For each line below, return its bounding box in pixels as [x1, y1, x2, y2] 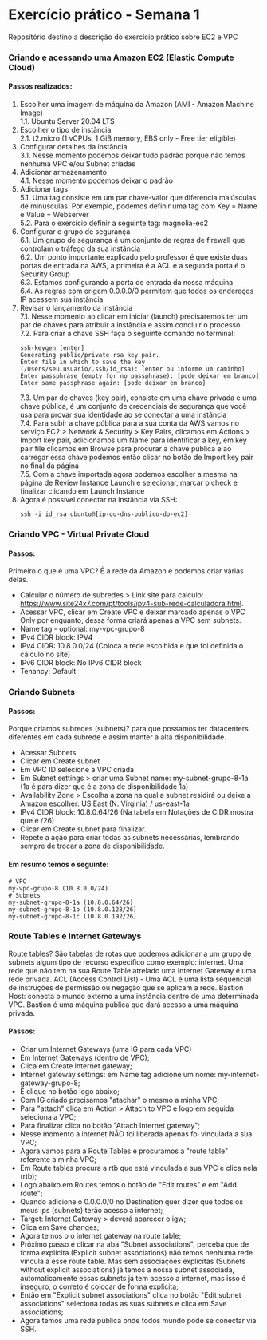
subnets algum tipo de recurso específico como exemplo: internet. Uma [8, 957, 244, 967]
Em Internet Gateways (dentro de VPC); [19, 1053, 150, 1063]
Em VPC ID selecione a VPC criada [19, 765, 134, 775]
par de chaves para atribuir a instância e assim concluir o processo [19, 320, 241, 330]
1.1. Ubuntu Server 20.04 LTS [19, 117, 116, 126]
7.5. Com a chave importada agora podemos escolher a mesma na [19, 470, 238, 479]
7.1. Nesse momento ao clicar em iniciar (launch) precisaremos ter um [19, 311, 249, 321]
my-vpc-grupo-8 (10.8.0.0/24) [8, 884, 109, 892]
